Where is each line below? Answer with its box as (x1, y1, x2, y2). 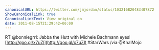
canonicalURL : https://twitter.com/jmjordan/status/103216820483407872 (5, 7, 154, 12)
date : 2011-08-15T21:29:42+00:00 (5, 21, 73, 26)
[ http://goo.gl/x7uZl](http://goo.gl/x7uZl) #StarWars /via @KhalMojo (5, 40, 142, 46)
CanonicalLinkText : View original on (5, 16, 82, 21)
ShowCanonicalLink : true (5, 12, 56, 17)
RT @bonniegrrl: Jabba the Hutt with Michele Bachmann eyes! (5, 34, 131, 40)
